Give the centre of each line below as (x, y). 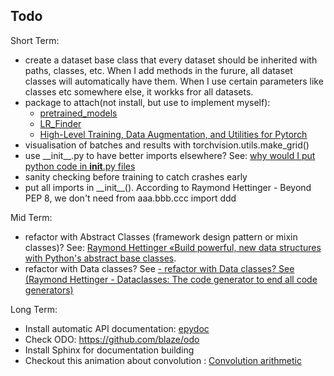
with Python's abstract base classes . (100, 258)
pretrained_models (78, 113)
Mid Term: (31, 217)
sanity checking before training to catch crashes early (136, 176)
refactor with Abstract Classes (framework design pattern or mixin (161, 236)
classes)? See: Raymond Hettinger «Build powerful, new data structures (173, 247)
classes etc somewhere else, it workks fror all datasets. (139, 91)
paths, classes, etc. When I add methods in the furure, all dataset (158, 70)
